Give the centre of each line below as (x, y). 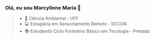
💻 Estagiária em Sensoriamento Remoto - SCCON (76, 24)
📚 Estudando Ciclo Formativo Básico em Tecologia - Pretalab (87, 31)
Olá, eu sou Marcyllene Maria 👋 (43, 8)
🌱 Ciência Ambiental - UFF (52, 19)
